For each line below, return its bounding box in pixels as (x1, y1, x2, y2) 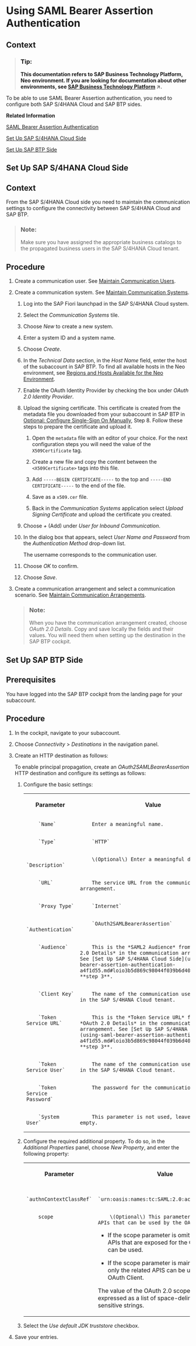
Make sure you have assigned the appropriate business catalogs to (20, 239, 182, 246)
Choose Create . (23, 345, 61, 352)
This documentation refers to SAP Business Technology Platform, (20, 70, 183, 77)
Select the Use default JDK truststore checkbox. (23, 1322, 140, 1329)
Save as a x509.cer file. (32, 494, 89, 501)
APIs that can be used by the (97, 1219, 182, 1226)
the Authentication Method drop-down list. (23, 540, 126, 547)
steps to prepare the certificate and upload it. (23, 423, 132, 430)
